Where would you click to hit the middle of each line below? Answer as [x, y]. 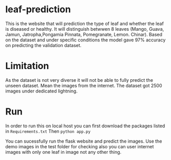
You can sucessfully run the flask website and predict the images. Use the [84, 141]
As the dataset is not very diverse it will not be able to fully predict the [79, 80]
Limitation [27, 66]
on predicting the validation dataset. [43, 45]
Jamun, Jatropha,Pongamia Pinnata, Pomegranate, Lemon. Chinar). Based [84, 34]
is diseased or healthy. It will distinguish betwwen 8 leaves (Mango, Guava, [85, 29]
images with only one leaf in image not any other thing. [63, 152]
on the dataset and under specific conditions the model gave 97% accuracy [85, 40]
